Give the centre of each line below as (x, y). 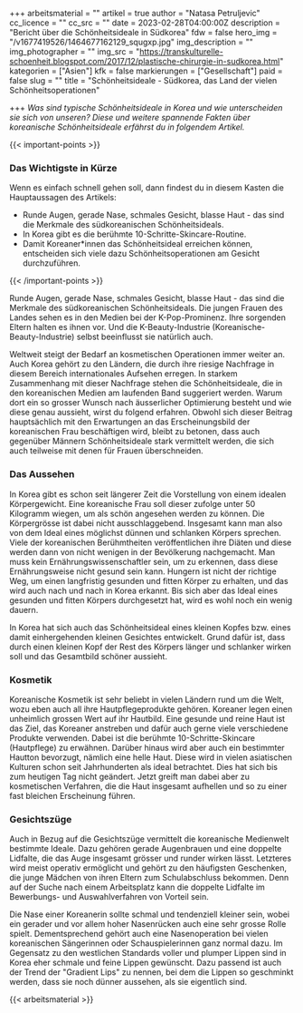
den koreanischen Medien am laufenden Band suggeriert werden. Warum (146, 393)
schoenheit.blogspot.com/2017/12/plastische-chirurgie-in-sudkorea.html (145, 61)
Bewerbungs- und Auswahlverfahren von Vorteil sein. (109, 897)
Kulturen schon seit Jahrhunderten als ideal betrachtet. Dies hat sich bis (144, 766)
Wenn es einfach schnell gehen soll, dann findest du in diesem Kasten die (147, 188)
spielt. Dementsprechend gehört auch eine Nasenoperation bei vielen (139, 934)
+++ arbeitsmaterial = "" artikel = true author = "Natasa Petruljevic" (135, 13)
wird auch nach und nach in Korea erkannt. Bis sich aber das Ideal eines (144, 590)
